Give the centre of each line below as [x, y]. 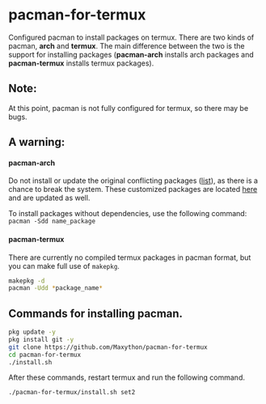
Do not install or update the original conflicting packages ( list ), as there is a [133, 181]
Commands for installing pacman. [96, 313]
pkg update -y [32, 332]
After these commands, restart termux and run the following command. [127, 377]
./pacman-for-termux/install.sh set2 [72, 393]
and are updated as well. [49, 198]
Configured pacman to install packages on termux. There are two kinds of [131, 37]
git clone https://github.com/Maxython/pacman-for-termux [108, 347]
